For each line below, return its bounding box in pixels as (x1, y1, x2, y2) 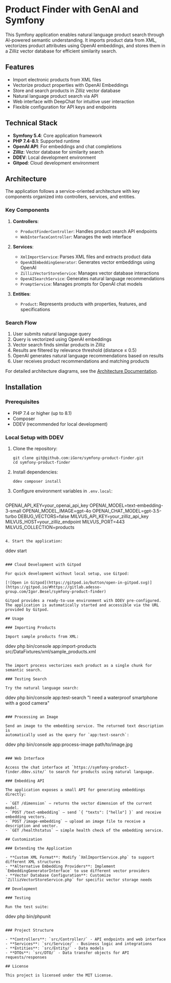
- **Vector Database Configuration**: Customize (5, 872, 111, 878)
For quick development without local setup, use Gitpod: (5, 571, 130, 576)
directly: (5, 792, 27, 797)
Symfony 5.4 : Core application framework (12, 132, 102, 138)
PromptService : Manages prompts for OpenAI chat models (20, 281, 143, 287)
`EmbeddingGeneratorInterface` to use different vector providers (5, 868, 150, 873)
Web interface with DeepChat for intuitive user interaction (12, 98, 135, 104)
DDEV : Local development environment (12, 154, 96, 160)
